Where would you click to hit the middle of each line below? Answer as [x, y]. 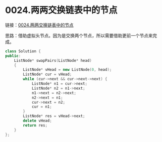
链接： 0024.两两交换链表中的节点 [39, 25]
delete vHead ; [37, 121]
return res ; [35, 125]
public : [13, 56]
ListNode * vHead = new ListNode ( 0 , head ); [67, 70]
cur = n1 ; [42, 107]
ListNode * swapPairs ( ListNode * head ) [53, 60]
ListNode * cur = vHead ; [47, 74]
